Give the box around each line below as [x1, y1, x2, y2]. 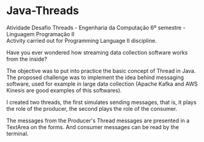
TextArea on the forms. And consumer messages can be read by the [6, 123, 179, 130]
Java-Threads [6, 4, 80, 18]
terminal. [6, 130, 29, 137]
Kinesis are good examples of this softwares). [6, 86, 122, 94]
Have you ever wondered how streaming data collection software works [6, 48, 188, 56]
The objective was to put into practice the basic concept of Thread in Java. [6, 67, 196, 74]
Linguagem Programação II [6, 30, 75, 37]
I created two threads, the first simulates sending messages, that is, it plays [6, 99, 197, 106]
